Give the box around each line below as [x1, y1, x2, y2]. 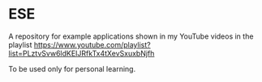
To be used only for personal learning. [8, 64, 136, 73]
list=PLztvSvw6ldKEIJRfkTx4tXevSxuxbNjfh [8, 48, 155, 58]
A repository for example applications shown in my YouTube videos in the [8, 31, 254, 41]
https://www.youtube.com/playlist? [33, 39, 152, 49]
